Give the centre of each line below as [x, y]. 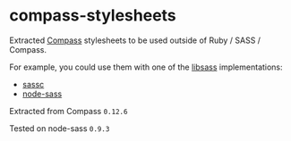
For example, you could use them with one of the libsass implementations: [146, 67]
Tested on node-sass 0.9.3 [60, 128]
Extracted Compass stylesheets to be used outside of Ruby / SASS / [135, 40]
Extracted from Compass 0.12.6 [68, 111]
